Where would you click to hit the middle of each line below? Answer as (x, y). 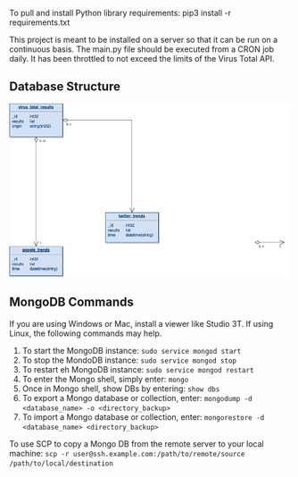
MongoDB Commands (71, 302)
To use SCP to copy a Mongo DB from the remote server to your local (137, 444)
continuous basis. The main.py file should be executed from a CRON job (142, 49)
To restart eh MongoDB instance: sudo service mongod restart (138, 369)
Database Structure (65, 87)
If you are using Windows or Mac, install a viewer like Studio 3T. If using (141, 323)
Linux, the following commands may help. (86, 333)
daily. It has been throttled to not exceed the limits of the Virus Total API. (142, 59)
